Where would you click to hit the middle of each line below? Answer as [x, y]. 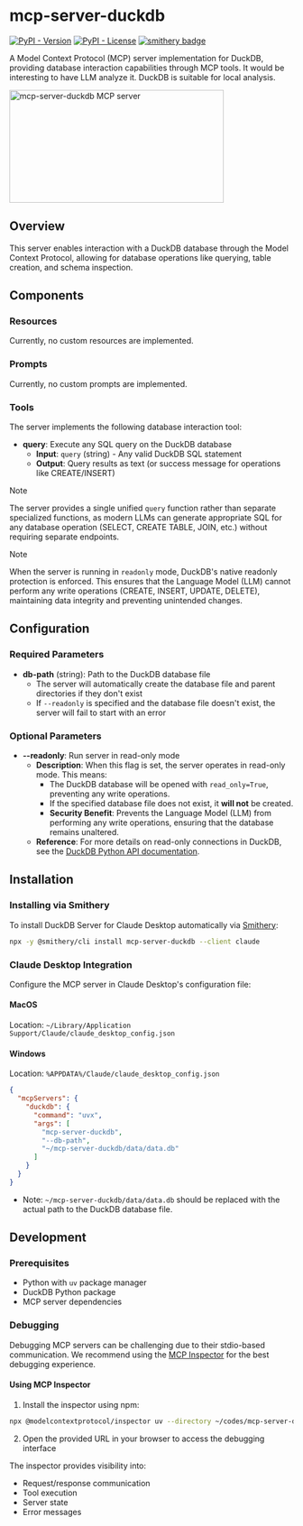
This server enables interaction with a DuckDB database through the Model [149, 248]
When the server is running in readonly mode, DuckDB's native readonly [143, 572]
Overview [37, 226]
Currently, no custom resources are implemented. [101, 341]
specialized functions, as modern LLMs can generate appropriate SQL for [146, 518]
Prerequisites [39, 1264]
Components [46, 295]
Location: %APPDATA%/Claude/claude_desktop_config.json [115, 1073]
